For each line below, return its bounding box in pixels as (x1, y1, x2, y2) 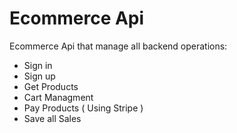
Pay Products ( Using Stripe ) (23, 102, 144, 114)
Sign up (23, 70, 56, 82)
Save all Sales (23, 112, 82, 124)
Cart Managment (23, 91, 94, 103)
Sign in (23, 59, 53, 71)
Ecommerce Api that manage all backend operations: (9, 40, 228, 52)
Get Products (23, 80, 79, 92)
